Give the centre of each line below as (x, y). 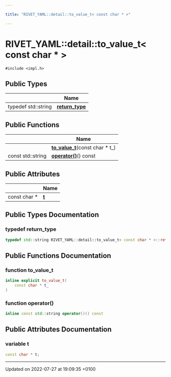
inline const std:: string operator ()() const (54, 314)
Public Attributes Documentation (59, 329)
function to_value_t (29, 270)
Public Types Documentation (52, 215)
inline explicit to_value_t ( (36, 281)
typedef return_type (31, 229)
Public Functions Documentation (58, 255)
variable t (17, 344)
